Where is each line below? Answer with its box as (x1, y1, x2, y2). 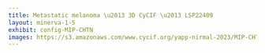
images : (8, 33, 34, 41)
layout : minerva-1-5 (8, 19, 77, 26)
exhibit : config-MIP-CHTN (8, 26, 93, 34)
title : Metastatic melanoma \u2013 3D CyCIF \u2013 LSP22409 (8, 11, 214, 19)
